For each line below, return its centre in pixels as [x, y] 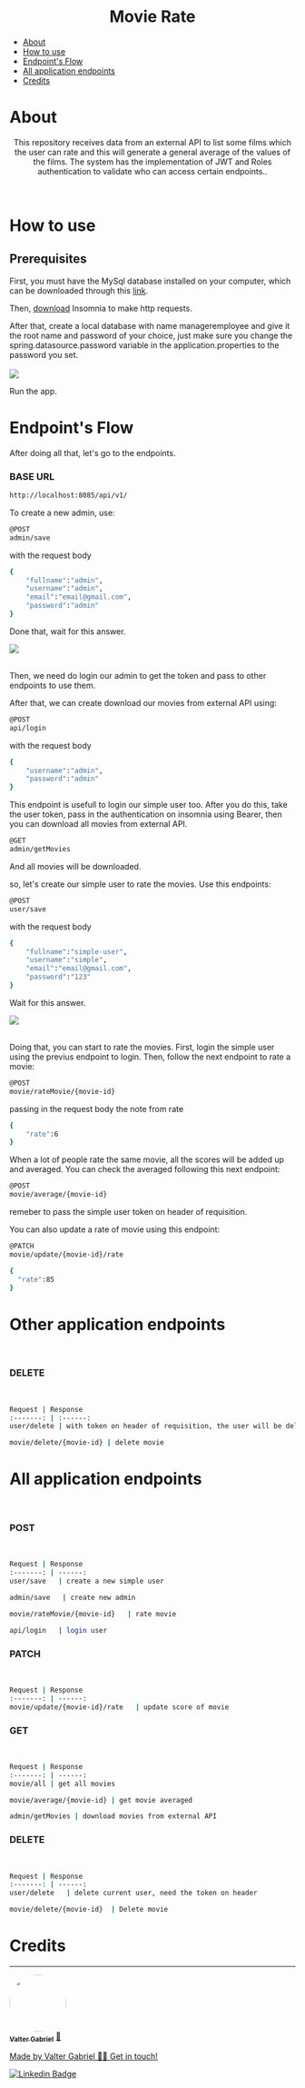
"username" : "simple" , [66, 960]
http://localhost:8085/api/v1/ [69, 496]
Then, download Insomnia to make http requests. [101, 308]
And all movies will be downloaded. [75, 866]
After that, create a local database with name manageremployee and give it [150, 325]
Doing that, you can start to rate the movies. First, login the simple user [142, 1047]
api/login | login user [58, 1630]
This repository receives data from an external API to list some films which [152, 142]
